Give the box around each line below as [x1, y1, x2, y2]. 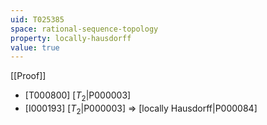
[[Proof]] [10, 70, 47, 82]
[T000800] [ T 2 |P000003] [24, 89, 132, 104]
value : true [10, 42, 60, 53]
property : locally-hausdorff [10, 33, 132, 43]
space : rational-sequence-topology [10, 24, 159, 34]
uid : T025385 [10, 14, 65, 25]
